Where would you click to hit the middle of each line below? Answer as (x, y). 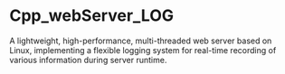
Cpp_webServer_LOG (92, 16)
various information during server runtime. (88, 60)
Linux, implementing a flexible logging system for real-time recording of (143, 50)
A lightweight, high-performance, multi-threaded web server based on (141, 41)
